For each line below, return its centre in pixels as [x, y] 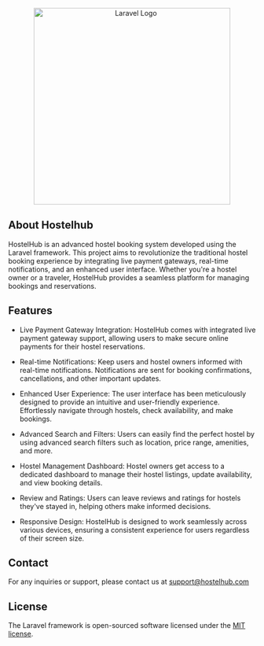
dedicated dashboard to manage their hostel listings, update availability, [136, 474]
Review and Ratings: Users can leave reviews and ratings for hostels [130, 498]
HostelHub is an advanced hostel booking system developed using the [123, 244]
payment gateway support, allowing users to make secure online [124, 338]
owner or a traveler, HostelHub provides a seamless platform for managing [129, 277]
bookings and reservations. [52, 286]
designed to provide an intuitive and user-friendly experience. [119, 402]
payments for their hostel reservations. [82, 346]
